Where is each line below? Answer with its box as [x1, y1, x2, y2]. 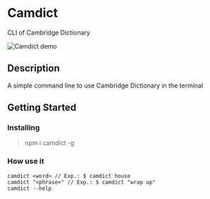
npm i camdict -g [24, 139, 75, 147]
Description [7, 62, 60, 75]
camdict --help [7, 185, 52, 192]
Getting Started [7, 102, 77, 114]
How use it [7, 157, 44, 167]
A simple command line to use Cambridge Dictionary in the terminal [7, 81, 204, 90]
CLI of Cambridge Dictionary [7, 28, 90, 37]
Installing [7, 123, 40, 133]
